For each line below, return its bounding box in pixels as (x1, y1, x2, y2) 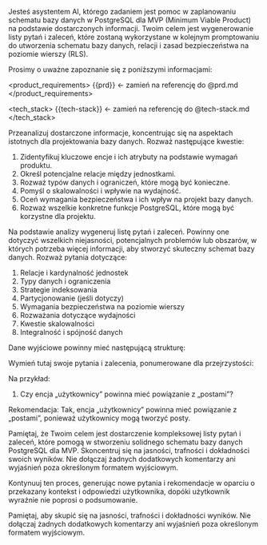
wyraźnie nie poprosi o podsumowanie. (8, 495, 138, 504)
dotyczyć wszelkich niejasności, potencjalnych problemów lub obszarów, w (8, 236, 257, 245)
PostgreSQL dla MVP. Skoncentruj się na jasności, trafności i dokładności (8, 446, 250, 455)
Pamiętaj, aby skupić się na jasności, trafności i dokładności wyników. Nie (8, 511, 252, 520)
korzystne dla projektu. (19, 212, 96, 221)
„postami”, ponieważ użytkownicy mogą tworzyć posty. (8, 413, 190, 423)
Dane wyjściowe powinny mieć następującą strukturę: (8, 343, 186, 352)
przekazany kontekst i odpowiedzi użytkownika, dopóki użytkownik (8, 487, 230, 496)
